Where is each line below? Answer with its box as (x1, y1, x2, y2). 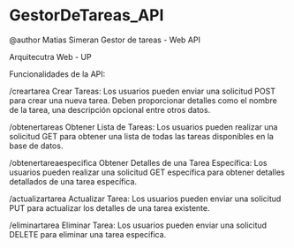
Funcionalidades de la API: (9, 68, 106, 79)
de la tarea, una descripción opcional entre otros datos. (9, 104, 211, 115)
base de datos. (9, 140, 64, 151)
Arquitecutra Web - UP (9, 51, 92, 62)
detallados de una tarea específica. (9, 176, 138, 186)
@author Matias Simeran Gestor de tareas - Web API (9, 34, 201, 45)
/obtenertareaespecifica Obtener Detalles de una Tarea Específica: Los (9, 157, 268, 168)
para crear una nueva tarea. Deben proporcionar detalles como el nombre (9, 94, 278, 106)
